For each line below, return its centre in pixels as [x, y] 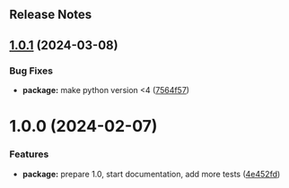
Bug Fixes [31, 71]
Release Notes [51, 15]
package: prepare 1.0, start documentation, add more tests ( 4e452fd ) [151, 174]
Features [29, 154]
